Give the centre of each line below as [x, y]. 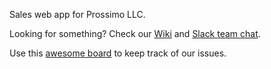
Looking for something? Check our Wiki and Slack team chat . [135, 33]
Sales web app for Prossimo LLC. [77, 14]
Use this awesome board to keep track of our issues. [118, 53]
